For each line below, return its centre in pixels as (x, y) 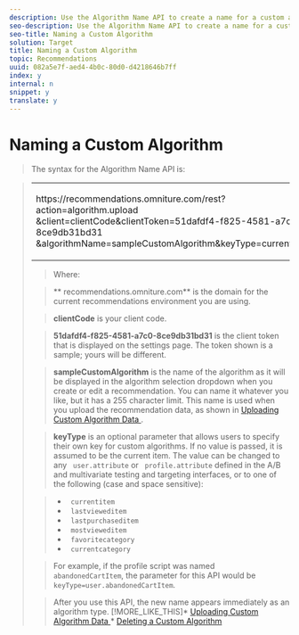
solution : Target (41, 42)
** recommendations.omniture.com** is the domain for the (161, 292)
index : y (25, 76)
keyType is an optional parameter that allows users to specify (166, 437)
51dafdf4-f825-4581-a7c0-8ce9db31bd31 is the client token (166, 336)
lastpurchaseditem (105, 521)
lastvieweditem (99, 512)
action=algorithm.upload (87, 210)
